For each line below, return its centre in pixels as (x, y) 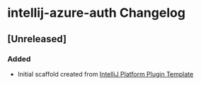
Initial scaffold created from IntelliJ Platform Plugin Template (105, 74)
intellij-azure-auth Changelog (97, 13)
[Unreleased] (37, 39)
